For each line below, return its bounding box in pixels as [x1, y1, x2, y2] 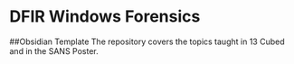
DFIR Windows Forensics [9, 6, 201, 27]
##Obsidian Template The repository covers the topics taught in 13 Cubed [9, 36, 285, 47]
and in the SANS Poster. [9, 45, 99, 56]
